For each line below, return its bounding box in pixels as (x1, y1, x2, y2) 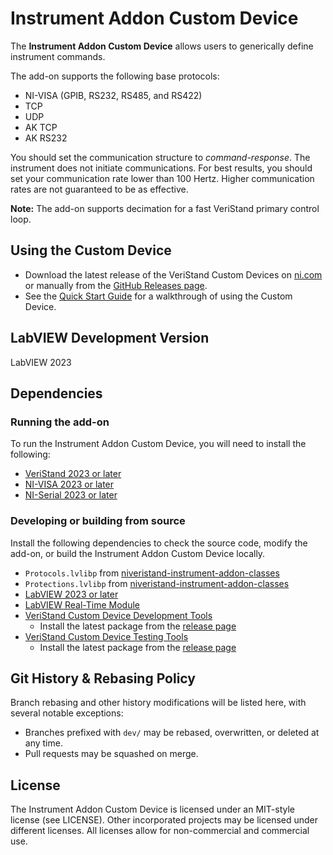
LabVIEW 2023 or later (24, 588, 119, 600)
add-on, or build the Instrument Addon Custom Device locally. (10, 547, 266, 559)
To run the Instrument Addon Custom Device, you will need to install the (10, 438, 307, 450)
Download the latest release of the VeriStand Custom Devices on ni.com (24, 268, 323, 281)
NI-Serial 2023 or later (24, 489, 118, 501)
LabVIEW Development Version (10, 330, 210, 347)
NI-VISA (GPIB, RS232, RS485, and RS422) (24, 89, 203, 101)
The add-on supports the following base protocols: (10, 70, 220, 82)
